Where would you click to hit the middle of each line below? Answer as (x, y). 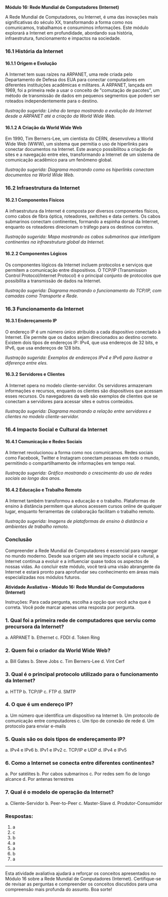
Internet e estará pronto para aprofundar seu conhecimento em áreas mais (82, 572)
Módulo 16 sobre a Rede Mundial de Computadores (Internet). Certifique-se (83, 878)
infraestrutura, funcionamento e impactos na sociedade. (63, 38)
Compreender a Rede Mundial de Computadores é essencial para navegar (82, 551)
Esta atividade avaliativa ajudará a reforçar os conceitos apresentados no (81, 873)
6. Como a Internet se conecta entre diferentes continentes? (80, 763)
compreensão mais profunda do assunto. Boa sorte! (59, 889)
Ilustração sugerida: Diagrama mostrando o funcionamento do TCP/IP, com (83, 290)
